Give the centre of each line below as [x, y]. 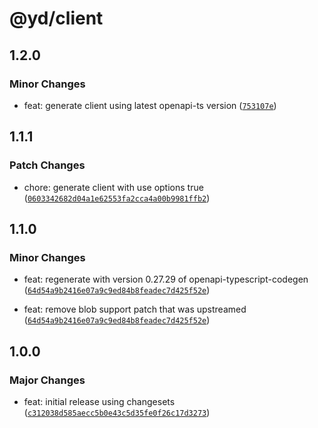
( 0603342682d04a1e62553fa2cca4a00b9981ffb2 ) [117, 198]
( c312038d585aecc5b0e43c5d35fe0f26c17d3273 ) [117, 412]
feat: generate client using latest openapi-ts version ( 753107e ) [150, 105]
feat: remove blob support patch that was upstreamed [135, 309]
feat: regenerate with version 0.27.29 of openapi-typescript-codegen [166, 279]
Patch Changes [47, 165]
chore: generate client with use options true [113, 187]
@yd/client [56, 18]
